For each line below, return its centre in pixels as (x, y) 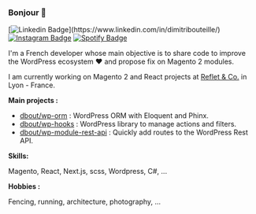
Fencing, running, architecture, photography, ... (85, 202)
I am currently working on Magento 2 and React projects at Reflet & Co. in (128, 77)
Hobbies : (24, 186)
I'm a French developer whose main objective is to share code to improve (127, 53)
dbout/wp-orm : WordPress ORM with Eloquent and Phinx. (114, 116)
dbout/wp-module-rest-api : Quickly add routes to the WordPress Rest (134, 132)
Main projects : (33, 101)
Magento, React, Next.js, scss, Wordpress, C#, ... (88, 172)
